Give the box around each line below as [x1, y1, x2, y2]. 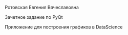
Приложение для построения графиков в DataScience [5, 24, 123, 30]
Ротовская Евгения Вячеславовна [5, 5, 79, 10]
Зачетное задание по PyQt [5, 14, 63, 20]
